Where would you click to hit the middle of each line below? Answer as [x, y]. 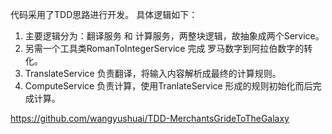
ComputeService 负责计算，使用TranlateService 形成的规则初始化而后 [168, 86]
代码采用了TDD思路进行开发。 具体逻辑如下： [104, 14]
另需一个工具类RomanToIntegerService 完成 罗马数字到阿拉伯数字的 [164, 48]
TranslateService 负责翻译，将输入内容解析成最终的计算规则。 [153, 73]
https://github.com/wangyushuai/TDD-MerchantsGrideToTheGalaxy [150, 118]
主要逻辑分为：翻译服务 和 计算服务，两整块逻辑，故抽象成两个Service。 [174, 36]
